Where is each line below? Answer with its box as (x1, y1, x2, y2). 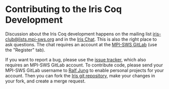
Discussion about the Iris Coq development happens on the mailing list (5, 31, 152, 37)
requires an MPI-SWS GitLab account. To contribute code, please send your (5, 62, 163, 68)
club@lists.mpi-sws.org (5, 36, 54, 42)
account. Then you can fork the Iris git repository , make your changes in (5, 72, 155, 78)
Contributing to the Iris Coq (5, 4, 122, 15)
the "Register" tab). (5, 47, 45, 53)
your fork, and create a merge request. (5, 78, 86, 84)
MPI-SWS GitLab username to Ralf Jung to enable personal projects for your (5, 67, 164, 73)
